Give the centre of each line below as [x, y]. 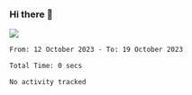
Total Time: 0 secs [46, 66]
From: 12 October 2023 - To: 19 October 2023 [96, 50]
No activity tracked [48, 82]
